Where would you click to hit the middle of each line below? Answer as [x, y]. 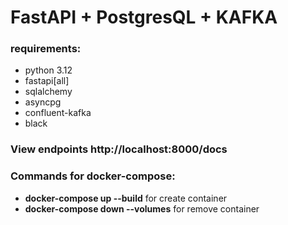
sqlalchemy [48, 92]
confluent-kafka [58, 113]
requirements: [46, 49]
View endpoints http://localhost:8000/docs [119, 149]
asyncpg [43, 102]
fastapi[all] [47, 81]
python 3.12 [48, 70]
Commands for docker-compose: [93, 176]
